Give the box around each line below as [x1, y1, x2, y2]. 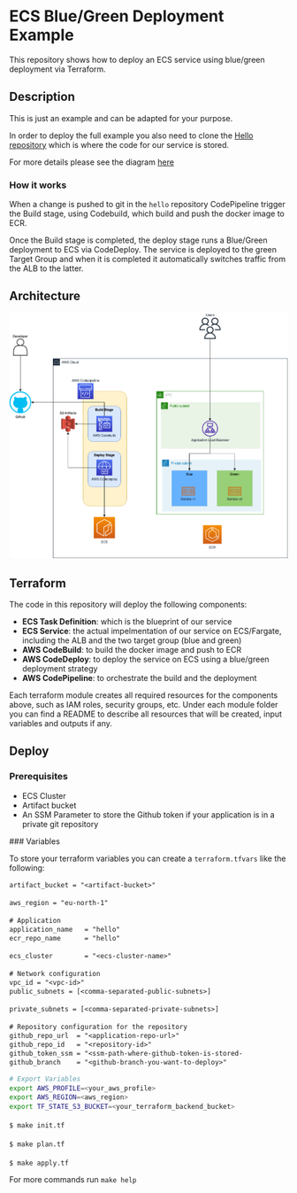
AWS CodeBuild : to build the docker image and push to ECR [21, 644, 241, 655]
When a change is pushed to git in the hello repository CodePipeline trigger [9, 199, 286, 210]
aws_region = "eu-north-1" [9, 898, 109, 907]
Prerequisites [9, 771, 68, 783]
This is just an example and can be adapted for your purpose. [9, 112, 233, 123]
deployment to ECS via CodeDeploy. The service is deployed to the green [9, 244, 277, 255]
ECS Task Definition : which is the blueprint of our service [21, 616, 232, 626]
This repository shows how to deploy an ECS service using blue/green [9, 54, 265, 65]
